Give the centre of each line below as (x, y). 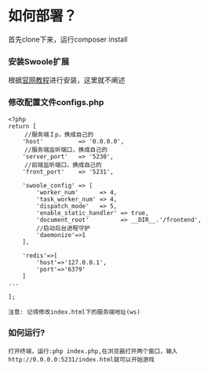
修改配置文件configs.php (56, 103)
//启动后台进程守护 (63, 228)
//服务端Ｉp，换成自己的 (59, 134)
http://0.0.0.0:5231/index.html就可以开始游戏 (81, 359)
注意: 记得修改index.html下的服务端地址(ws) (75, 312)
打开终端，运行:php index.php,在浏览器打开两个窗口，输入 (93, 351)
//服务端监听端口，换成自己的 (66, 150)
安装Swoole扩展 (39, 61)
